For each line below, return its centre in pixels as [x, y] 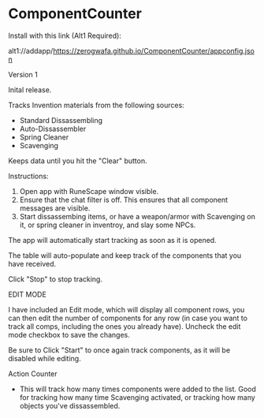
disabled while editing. [45, 358]
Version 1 [23, 74]
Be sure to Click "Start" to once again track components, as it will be [119, 350]
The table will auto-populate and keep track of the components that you [125, 255]
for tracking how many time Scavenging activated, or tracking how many [138, 397]
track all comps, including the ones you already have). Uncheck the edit [125, 326]
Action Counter [33, 373]
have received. [32, 263]
